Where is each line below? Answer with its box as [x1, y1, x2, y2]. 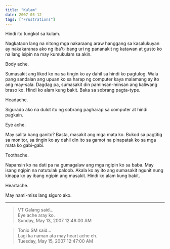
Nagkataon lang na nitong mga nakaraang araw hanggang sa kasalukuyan [5, 40, 160, 47]
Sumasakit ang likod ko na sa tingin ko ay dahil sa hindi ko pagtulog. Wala [5, 71, 158, 77]
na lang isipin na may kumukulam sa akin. [5, 51, 92, 57]
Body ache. [5, 61, 29, 67]
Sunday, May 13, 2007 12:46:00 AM [17, 218, 92, 224]
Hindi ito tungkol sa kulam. [5, 31, 61, 37]
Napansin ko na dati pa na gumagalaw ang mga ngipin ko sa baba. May [5, 162, 154, 168]
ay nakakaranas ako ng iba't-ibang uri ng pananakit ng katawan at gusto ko [5, 46, 162, 52]
